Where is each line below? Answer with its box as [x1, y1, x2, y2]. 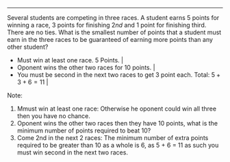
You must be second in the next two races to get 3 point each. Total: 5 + [16, 71, 221, 79]
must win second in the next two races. [16, 148, 129, 157]
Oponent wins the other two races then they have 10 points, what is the [16, 119, 218, 127]
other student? [7, 43, 49, 51]
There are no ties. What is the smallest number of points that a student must [7, 28, 222, 36]
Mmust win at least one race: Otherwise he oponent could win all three [16, 104, 217, 113]
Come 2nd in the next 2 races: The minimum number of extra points [16, 134, 209, 141]
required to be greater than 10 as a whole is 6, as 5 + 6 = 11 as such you [16, 141, 219, 149]
